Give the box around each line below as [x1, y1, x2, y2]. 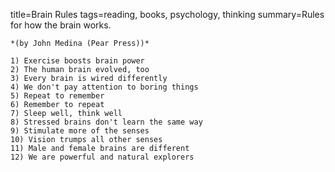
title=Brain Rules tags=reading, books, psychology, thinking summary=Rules [10, 9, 325, 20]
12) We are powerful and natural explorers [10, 152, 195, 162]
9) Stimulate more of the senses [10, 126, 150, 136]
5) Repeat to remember [10, 91, 105, 101]
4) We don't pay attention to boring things [10, 82, 199, 92]
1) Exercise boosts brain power [10, 56, 145, 66]
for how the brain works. [10, 19, 112, 31]
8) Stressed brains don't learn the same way [10, 117, 203, 127]
